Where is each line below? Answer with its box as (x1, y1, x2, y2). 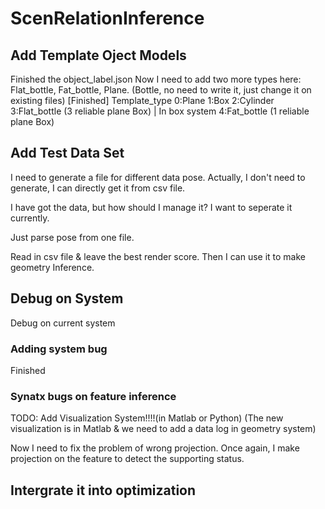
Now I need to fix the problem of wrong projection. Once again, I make (10, 442, 300, 454)
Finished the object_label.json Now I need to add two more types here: (10, 73, 302, 85)
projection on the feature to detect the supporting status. (10, 453, 245, 465)
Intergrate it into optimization (10, 482, 197, 499)
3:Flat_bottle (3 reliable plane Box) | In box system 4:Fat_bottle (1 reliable (10, 105, 310, 117)
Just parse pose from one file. (10, 231, 135, 243)
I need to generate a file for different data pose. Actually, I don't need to (10, 171, 306, 183)
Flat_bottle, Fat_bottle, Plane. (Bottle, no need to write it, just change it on (10, 84, 312, 96)
